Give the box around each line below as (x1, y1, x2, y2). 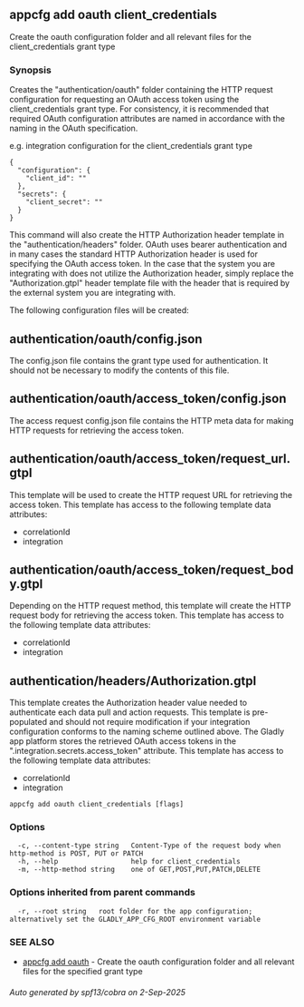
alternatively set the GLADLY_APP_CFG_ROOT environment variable (9, 914, 261, 924)
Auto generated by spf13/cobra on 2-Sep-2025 (9, 986, 186, 997)
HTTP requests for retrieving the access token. (9, 425, 184, 435)
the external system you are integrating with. (9, 288, 176, 298)
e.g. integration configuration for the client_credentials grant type (9, 141, 253, 152)
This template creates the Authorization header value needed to (9, 698, 247, 709)
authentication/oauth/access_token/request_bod (9, 562, 294, 577)
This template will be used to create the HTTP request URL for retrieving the (9, 489, 292, 500)
